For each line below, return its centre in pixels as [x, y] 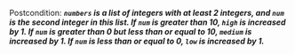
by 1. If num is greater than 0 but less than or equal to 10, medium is [131, 31]
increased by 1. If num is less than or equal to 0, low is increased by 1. [137, 41]
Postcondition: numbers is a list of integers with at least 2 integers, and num [147, 13]
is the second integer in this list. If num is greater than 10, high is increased [147, 22]
